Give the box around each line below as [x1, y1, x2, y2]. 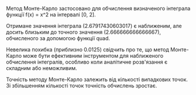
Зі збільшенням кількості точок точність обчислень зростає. [6, 82, 157, 89]
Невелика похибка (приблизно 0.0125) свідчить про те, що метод [6, 46, 170, 53]
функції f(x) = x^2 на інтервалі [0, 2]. [6, 11, 96, 18]
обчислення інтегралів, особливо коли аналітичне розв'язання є [6, 58, 168, 65]
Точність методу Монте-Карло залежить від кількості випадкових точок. [6, 76, 188, 83]
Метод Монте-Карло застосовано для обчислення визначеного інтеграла [6, 5, 191, 12]
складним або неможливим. [6, 65, 77, 72]
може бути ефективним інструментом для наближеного [23, 52, 164, 59]
